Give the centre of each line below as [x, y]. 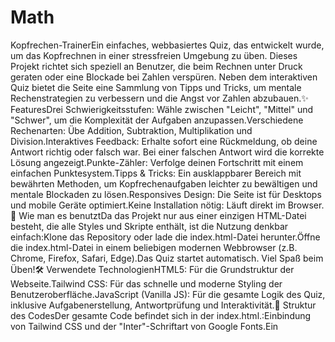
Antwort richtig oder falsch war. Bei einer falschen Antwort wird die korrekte [167, 152]
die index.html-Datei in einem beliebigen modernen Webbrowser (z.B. [154, 247]
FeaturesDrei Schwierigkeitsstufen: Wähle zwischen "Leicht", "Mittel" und [162, 109]
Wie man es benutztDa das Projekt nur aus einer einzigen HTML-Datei [162, 215]
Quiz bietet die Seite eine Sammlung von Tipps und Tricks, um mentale [156, 87]
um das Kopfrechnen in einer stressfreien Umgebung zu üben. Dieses [154, 55]
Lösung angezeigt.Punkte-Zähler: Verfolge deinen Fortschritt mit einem [157, 162]
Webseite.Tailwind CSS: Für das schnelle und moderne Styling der [146, 283]
